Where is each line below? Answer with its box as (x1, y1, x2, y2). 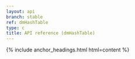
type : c (6, 25, 25, 31)
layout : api (6, 8, 35, 15)
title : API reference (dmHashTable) (6, 30, 95, 36)
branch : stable (6, 14, 43, 20)
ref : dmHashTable (6, 19, 49, 25)
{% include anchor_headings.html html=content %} (6, 46, 130, 53)
